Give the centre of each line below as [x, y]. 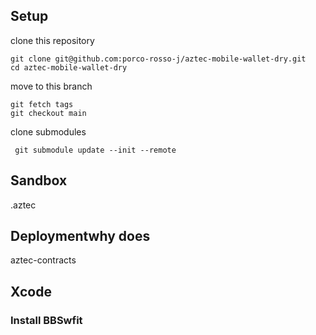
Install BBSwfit [46, 320]
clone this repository [52, 40]
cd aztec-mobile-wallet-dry [69, 67]
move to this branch [51, 86]
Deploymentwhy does [80, 236]
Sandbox [39, 180]
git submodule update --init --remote [95, 150]
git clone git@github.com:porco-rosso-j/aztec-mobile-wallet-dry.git [158, 59]
